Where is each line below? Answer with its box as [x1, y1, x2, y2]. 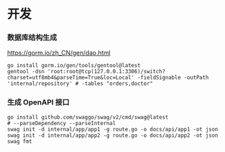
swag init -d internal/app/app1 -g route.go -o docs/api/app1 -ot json [7, 126, 218, 133]
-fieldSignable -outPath [137, 74, 209, 82]
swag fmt [7, 137, 33, 145]
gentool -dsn [7, 68, 45, 75]
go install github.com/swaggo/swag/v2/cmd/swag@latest [7, 113, 169, 121]
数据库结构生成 [7, 32, 57, 42]
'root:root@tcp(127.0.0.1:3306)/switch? [47, 68, 166, 75]
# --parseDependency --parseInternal [7, 120, 116, 126]
